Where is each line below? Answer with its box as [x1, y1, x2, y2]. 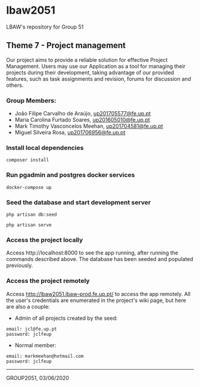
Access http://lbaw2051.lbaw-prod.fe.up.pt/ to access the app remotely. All [6, 290, 190, 297]
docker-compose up [6, 184, 52, 190]
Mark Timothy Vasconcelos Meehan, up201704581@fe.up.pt [14, 122, 164, 130]
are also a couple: [6, 303, 50, 310]
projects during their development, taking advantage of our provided [6, 69, 174, 76]
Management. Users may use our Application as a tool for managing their [6, 62, 186, 70]
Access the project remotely [6, 277, 90, 285]
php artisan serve [6, 222, 52, 228]
